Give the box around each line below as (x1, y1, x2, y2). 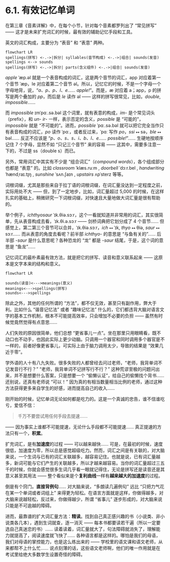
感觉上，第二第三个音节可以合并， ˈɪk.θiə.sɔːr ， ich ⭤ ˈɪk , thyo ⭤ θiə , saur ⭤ (5, 224, 160, 230)
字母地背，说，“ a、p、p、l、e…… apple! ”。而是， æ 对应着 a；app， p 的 (5, 87, 157, 93)
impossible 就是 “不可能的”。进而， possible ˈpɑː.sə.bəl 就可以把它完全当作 (5, 122, 160, 128)
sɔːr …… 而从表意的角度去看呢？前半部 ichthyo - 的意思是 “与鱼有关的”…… (5, 230, 156, 237)
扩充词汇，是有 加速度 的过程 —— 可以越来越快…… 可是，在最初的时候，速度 (5, 441, 163, 447)
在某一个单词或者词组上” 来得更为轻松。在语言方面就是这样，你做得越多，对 (5, 489, 164, 495)
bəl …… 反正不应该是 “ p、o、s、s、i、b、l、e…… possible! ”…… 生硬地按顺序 (5, 135, 163, 141)
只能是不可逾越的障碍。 (5, 502, 54, 508)
